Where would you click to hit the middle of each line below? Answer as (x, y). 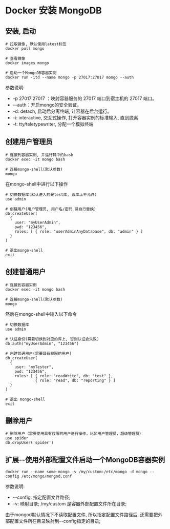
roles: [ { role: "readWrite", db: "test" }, (64, 376)
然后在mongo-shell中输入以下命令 (41, 314)
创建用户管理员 (29, 142)
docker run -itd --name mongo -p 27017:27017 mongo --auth (70, 77)
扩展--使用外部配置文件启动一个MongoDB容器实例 (85, 460)
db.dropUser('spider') (29, 443)
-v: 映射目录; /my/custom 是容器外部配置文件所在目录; (70, 504)
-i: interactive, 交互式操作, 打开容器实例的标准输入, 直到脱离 (75, 118)
